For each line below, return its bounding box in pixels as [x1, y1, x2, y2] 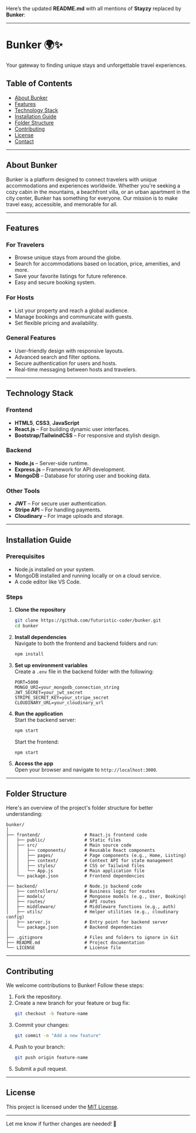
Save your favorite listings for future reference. [14, 272, 127, 280]
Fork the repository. [14, 993, 62, 1001]
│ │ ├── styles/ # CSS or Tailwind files [6, 863, 145, 869]
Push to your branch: [14, 1043, 65, 1050]
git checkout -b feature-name [14, 1011, 89, 1017]
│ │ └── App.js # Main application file [6, 868, 145, 874]
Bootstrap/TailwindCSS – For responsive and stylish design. [14, 432, 160, 439]
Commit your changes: [14, 1021, 69, 1028]
